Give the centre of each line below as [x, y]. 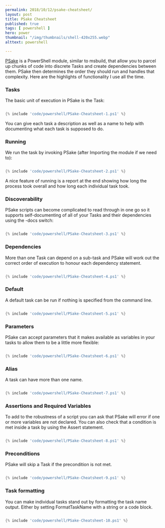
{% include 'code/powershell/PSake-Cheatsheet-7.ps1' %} [66, 393]
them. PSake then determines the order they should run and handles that [80, 71]
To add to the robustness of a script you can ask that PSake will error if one [82, 417]
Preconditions [23, 454]
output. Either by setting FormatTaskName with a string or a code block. [79, 507]
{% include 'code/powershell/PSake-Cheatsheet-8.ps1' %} [66, 441]
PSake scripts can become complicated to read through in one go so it [78, 210]
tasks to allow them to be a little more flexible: [52, 343]
